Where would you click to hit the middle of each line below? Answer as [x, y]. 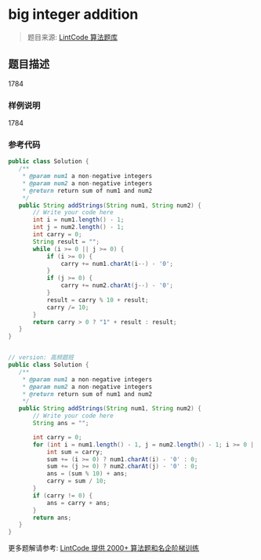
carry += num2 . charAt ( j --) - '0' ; [117, 285]
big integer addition [73, 15]
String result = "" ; [66, 242]
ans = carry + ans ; [78, 503]
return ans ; [52, 518]
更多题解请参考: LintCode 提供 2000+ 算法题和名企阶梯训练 [104, 548]
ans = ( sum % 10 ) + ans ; [87, 474]
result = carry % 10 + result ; [98, 300]
